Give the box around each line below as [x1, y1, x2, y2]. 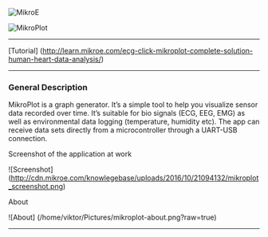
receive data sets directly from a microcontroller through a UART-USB [8, 125, 238, 135]
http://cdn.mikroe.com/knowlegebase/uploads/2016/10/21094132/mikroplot [10, 173, 259, 183]
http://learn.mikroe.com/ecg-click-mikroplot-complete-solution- [42, 46, 254, 55]
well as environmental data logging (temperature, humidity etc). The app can [8, 117, 260, 127]
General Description [8, 81, 88, 93]
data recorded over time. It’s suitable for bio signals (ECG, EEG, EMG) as [8, 109, 246, 118]
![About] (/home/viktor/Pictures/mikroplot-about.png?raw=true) [8, 212, 217, 223]
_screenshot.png [8, 182, 64, 192]
